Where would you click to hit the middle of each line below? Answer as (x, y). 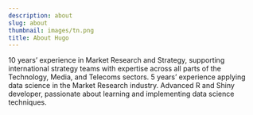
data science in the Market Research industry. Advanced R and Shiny (121, 86)
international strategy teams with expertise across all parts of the (115, 69)
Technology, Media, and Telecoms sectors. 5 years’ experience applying (127, 77)
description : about (41, 15)
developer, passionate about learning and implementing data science (121, 94)
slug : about (28, 23)
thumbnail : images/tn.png (51, 30)
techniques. (27, 102)
